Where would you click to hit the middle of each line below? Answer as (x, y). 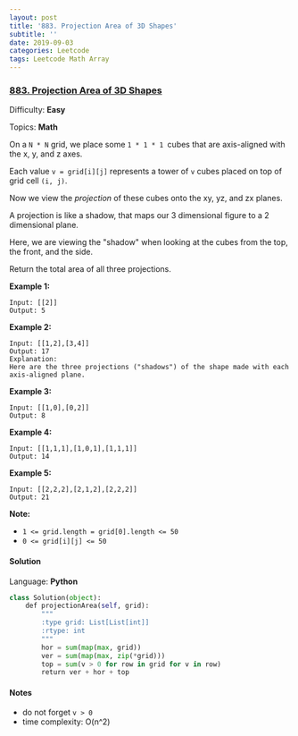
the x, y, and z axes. (46, 154)
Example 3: (30, 392)
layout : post (33, 17)
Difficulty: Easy (37, 110)
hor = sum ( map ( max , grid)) (91, 647)
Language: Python (44, 581)
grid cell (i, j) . (38, 181)
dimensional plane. (44, 225)
